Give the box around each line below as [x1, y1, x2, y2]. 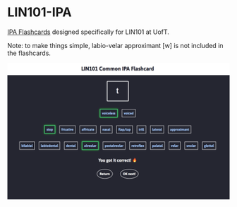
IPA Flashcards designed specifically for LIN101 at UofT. [7, 28, 169, 36]
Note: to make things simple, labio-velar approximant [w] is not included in [7, 41, 224, 49]
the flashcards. [7, 49, 51, 57]
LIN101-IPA [7, 4, 72, 20]
